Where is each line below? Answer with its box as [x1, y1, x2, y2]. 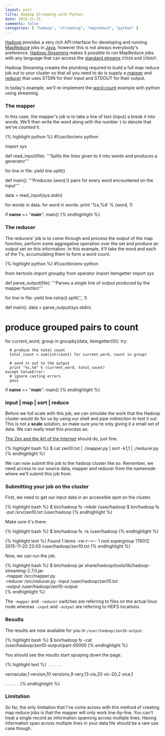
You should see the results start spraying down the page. [5, 652, 122, 658]
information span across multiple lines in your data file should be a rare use [5, 720, 159, 726]
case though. [5, 725, 32, 731]
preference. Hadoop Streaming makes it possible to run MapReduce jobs [5, 50, 154, 56]
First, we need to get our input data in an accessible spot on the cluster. [5, 494, 152, 501]
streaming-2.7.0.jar [5, 568, 44, 574]
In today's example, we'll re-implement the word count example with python [5, 85, 160, 91]
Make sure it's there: [5, 519, 47, 525]
